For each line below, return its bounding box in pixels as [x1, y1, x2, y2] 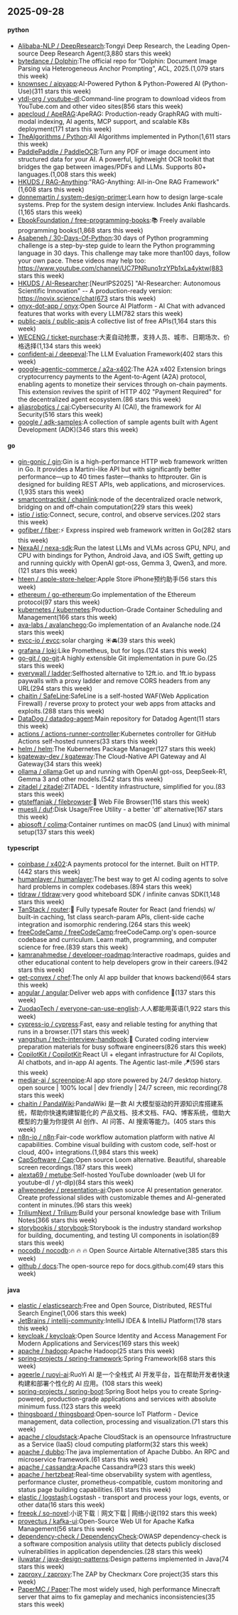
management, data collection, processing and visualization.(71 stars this [17, 1417, 229, 1426]
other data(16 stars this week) [17, 1500, 105, 1509]
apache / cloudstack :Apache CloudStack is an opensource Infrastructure [17, 1433, 232, 1441]
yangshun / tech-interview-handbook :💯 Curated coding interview [17, 1035, 210, 1043]
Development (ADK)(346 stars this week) [17, 425, 139, 433]
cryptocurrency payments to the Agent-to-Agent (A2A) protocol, [17, 372, 207, 381]
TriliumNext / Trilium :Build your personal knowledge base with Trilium [17, 1209, 222, 1217]
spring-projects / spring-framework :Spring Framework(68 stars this [17, 1355, 217, 1363]
